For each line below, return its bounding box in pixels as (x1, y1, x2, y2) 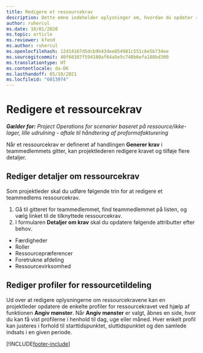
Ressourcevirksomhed (14, 262, 71, 270)
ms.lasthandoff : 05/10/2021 (6, 71, 77, 77)
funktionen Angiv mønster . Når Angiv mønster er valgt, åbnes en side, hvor (6, 309, 196, 316)
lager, (6, 129, 21, 136)
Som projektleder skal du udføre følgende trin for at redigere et (6, 187, 163, 195)
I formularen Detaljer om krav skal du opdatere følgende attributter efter (14, 218, 195, 226)
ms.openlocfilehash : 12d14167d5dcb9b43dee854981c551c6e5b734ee (6, 49, 169, 55)
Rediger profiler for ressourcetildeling (6, 280, 152, 291)
